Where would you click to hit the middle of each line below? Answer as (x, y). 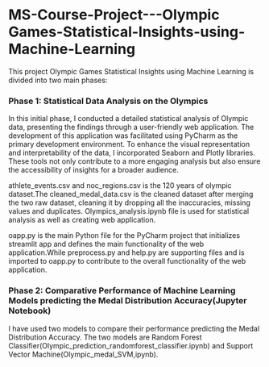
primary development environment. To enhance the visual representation (129, 144)
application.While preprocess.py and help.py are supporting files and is (126, 252)
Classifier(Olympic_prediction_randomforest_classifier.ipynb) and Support (131, 345)
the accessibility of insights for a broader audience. (93, 170)
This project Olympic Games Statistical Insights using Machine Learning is (131, 71)
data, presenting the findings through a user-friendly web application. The (131, 127)
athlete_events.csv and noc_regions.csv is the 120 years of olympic (120, 186)
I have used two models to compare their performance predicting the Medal (134, 328)
